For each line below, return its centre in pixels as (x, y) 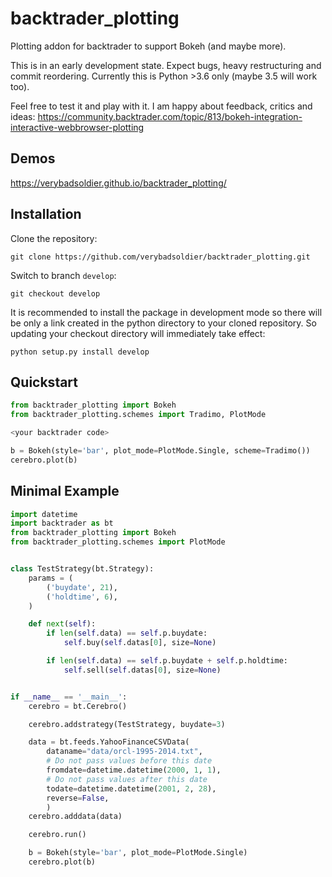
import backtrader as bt (62, 523)
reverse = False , (78, 798)
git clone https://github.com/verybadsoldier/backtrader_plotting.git (160, 257)
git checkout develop (55, 293)
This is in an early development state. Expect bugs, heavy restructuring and (166, 65)
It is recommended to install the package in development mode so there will (166, 312)
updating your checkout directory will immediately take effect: (138, 333)
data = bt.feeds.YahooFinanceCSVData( (109, 742)
